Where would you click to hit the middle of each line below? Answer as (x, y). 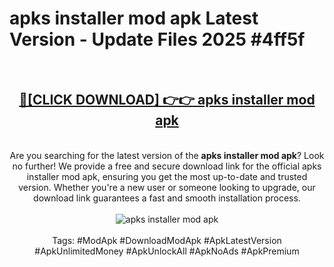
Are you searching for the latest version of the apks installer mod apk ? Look (167, 155)
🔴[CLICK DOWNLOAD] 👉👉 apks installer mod (167, 100)
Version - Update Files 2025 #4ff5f (157, 39)
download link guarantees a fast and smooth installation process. (167, 198)
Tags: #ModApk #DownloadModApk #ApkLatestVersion (167, 240)
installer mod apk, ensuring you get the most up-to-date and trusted (167, 176)
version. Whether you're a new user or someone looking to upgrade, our (167, 187)
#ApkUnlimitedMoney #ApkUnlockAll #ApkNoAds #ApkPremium (167, 251)
